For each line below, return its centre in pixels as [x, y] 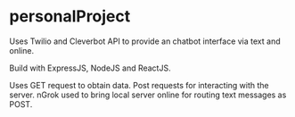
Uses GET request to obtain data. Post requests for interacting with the [139, 85]
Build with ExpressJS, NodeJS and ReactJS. [90, 68]
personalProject [70, 17]
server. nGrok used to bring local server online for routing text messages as [148, 95]
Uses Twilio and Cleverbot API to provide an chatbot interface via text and [145, 41]
